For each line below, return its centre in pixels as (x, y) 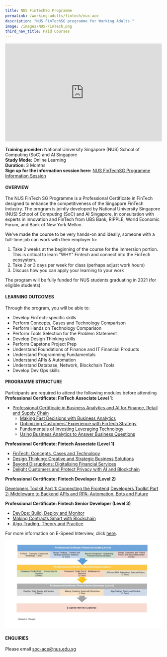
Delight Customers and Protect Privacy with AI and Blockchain (76, 469)
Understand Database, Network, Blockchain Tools (63, 365)
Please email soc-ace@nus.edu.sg (41, 649)
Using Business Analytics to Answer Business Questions (78, 434)
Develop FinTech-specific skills (44, 317)
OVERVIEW (17, 187)
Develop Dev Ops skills (36, 370)
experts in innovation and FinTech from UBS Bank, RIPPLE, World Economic (83, 219)
